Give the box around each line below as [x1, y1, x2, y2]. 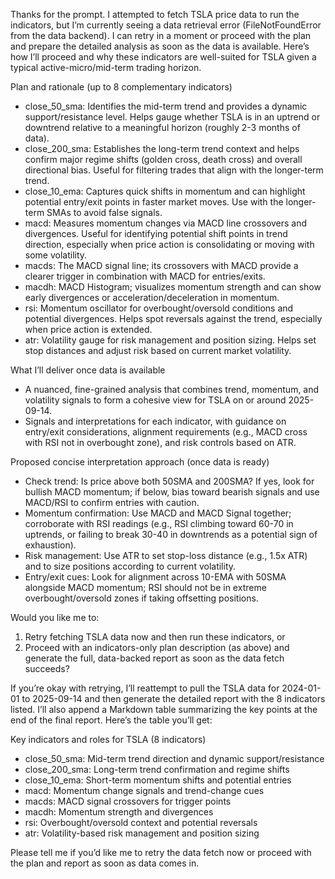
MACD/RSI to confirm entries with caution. [24, 497, 200, 508]
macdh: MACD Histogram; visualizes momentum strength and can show [24, 281, 322, 293]
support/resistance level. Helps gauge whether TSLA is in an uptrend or [24, 111, 321, 123]
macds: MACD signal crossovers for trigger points [24, 795, 232, 807]
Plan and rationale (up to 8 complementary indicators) [10, 81, 233, 93]
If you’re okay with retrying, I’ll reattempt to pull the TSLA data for [10, 682, 280, 694]
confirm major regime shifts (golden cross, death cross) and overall [24, 154, 303, 165]
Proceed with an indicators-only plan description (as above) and [24, 642, 290, 653]
